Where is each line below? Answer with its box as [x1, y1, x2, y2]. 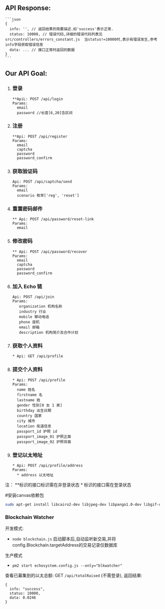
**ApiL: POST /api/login [12, 96, 63, 101]
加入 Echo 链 [12, 283, 43, 290]
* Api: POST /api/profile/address [12, 463, 83, 468]
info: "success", [9, 587, 45, 592]
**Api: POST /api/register [12, 134, 68, 139]
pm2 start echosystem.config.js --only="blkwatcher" [12, 563, 123, 568]
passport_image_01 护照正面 [17, 434, 71, 439]
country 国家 [17, 413, 42, 418]
